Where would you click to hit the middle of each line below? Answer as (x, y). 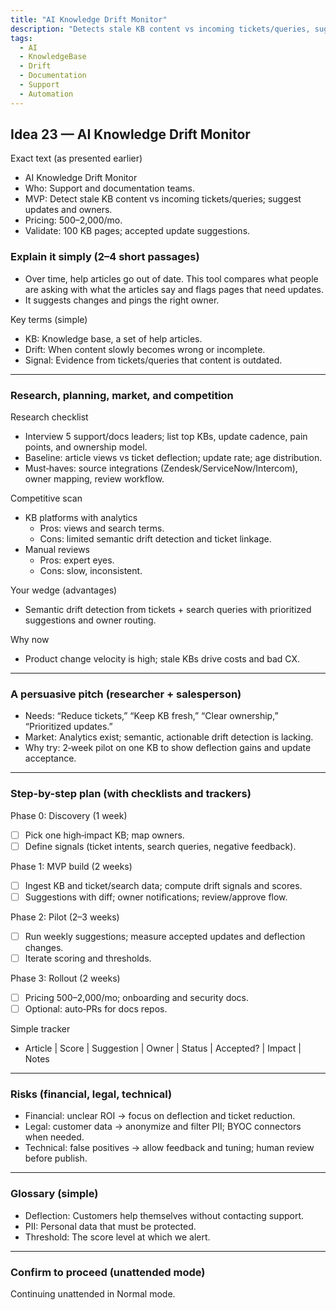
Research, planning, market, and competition (122, 395)
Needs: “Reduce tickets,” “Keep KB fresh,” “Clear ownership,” (151, 716)
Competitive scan (46, 498)
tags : (21, 38)
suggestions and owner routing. (90, 620)
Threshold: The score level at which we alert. (117, 1237)
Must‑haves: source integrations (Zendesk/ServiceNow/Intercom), (161, 468)
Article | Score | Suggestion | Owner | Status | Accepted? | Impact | (163, 1048)
